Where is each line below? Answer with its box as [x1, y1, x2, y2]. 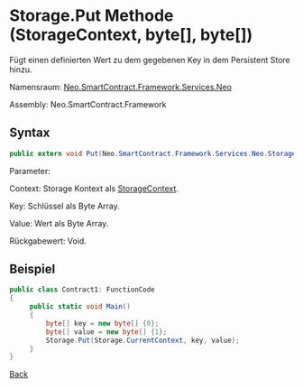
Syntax [9, 125, 50, 141]
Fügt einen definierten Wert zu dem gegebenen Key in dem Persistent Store [9, 54, 290, 65]
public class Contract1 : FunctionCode [9, 285, 155, 294]
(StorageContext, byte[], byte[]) [9, 24, 253, 45]
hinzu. [9, 64, 32, 75]
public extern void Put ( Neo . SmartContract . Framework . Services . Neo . [9, 149, 269, 158]
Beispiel [9, 262, 56, 277]
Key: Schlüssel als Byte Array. [9, 200, 120, 211]
